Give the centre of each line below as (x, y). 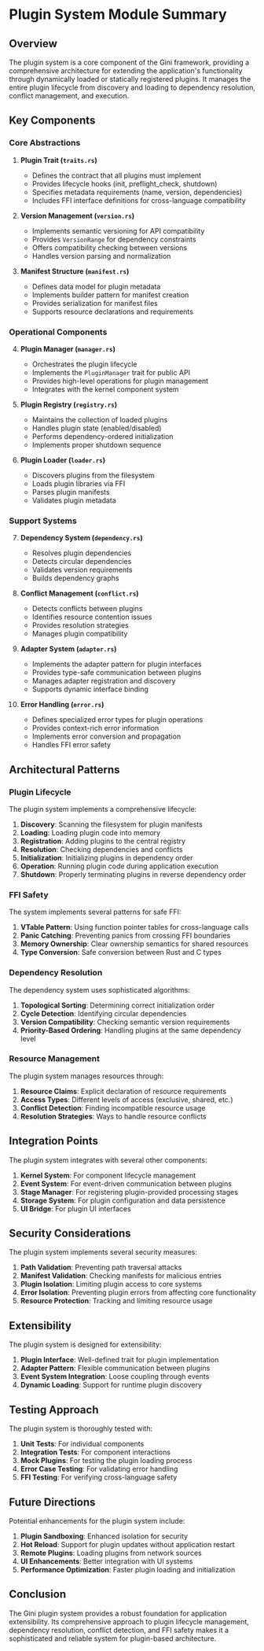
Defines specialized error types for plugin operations (117, 720)
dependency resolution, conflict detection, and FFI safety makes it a (119, 1630)
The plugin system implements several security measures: (103, 1252)
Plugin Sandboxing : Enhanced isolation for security (104, 1536)
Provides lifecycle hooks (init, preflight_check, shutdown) (125, 183)
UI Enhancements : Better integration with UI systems (106, 1561)
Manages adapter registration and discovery (104, 681)
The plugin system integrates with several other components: (108, 1160)
